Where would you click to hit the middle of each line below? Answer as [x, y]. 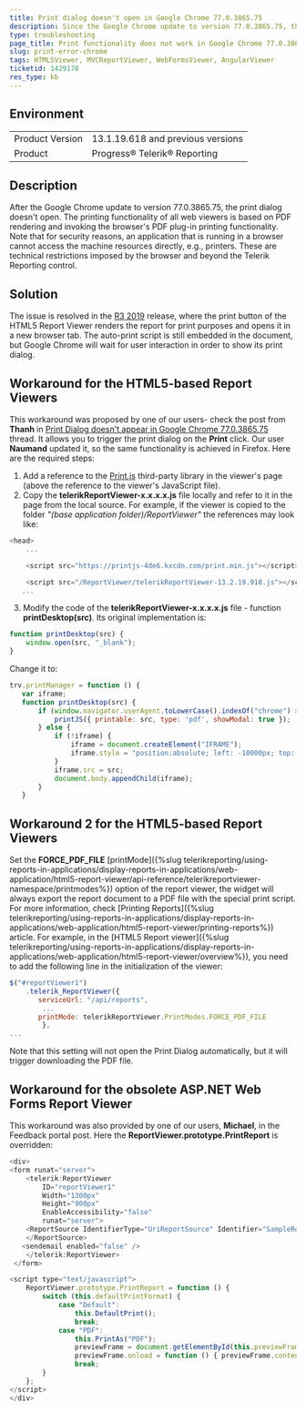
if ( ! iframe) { [83, 736]
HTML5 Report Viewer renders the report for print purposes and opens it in [150, 326]
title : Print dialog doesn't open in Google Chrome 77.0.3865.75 [136, 18]
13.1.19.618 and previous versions [168, 138]
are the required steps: [52, 458]
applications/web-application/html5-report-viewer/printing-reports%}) [142, 928]
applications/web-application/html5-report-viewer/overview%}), [130, 957]
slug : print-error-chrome [58, 52]
